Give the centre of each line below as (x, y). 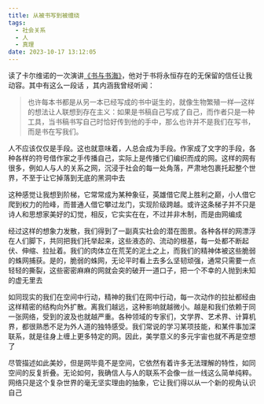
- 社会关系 (31, 30)
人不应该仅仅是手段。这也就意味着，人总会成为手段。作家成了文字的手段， (128, 148)
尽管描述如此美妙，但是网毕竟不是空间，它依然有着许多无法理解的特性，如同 (132, 363)
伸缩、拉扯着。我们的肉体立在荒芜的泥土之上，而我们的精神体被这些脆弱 (139, 250)
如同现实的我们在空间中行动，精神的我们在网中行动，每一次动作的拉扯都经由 (132, 297)
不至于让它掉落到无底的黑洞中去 (73, 178)
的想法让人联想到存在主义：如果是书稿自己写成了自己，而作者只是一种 (141, 112)
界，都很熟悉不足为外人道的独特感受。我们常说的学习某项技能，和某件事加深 (132, 326)
